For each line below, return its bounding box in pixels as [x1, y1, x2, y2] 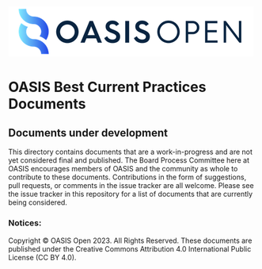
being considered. [8, 198, 67, 207]
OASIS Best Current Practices [8, 78, 207, 96]
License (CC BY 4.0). [8, 252, 77, 262]
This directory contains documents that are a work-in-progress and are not [8, 147, 253, 157]
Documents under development [8, 126, 169, 140]
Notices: [8, 217, 42, 229]
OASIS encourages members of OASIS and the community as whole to [8, 164, 238, 174]
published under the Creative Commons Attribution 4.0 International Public [8, 244, 252, 253]
